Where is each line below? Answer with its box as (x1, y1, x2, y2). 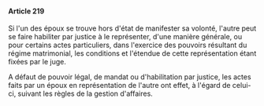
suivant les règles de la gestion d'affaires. (17, 89, 154, 98)
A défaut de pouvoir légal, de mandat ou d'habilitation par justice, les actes (8, 72, 251, 82)
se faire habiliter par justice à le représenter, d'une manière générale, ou (8, 32, 243, 42)
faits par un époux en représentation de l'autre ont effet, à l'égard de (8, 81, 231, 90)
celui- (232, 81, 251, 90)
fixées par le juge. (8, 57, 67, 67)
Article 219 (8, 6, 45, 16)
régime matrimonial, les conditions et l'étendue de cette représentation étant (8, 49, 257, 58)
